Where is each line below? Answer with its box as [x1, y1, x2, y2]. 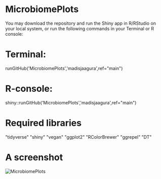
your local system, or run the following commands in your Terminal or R [5, 25, 154, 31]
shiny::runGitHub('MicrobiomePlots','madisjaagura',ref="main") [5, 99, 137, 105]
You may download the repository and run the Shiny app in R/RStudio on [5, 20, 156, 26]
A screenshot [5, 151, 63, 163]
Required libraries [5, 117, 82, 129]
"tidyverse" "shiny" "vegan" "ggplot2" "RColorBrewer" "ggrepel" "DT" [5, 134, 152, 140]
